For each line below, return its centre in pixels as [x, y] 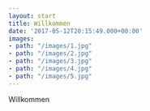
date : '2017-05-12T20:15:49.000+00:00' [76, 31]
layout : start [32, 16]
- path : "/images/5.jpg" [50, 76]
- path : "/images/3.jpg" [50, 62]
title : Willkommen [39, 23]
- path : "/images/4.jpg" [50, 69]
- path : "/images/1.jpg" [50, 46]
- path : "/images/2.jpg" [50, 53]
